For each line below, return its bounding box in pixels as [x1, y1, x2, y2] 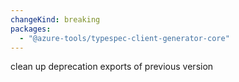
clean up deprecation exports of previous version [10, 61, 214, 73]
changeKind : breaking [10, 14, 101, 25]
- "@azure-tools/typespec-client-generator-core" [19, 33, 230, 43]
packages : [10, 24, 52, 34]
